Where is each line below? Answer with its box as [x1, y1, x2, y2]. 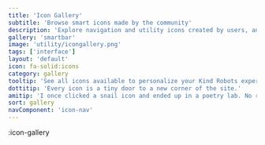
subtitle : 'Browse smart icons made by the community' [8, 19, 192, 27]
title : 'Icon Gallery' [8, 11, 83, 20]
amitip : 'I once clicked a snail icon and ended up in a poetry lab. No [8, 92, 252, 100]
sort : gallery [8, 99, 55, 107]
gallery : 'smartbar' [8, 33, 77, 42]
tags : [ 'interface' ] [8, 48, 77, 56]
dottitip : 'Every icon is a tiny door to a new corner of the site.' [8, 84, 242, 92]
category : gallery [8, 70, 69, 78]
